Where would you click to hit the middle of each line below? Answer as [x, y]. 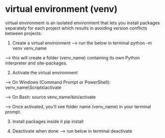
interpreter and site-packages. [36, 63]
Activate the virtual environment [45, 72]
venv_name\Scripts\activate [33, 87]
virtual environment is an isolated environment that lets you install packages [82, 23]
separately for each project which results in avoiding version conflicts [76, 28]
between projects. [24, 33]
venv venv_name [29, 48]
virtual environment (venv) [61, 9]
